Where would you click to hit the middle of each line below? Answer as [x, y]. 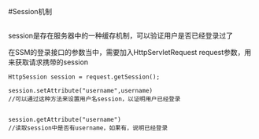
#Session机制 [30, 11]
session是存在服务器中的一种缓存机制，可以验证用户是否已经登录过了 [121, 36]
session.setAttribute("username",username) [81, 91]
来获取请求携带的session [48, 62]
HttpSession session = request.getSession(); [84, 77]
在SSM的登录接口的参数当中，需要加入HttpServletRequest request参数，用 [130, 53]
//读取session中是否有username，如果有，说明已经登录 [88, 128]
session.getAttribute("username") [65, 120]
